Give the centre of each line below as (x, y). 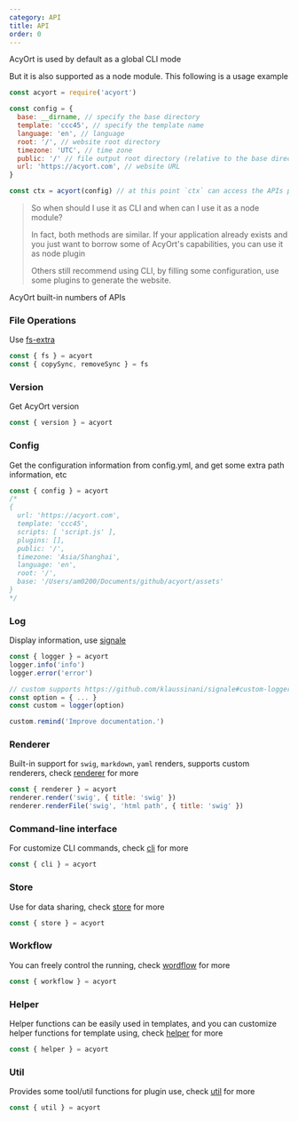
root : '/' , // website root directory (89, 142)
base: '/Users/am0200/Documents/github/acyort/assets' (121, 582)
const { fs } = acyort (51, 356)
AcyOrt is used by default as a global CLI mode (95, 60)
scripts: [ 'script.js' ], (67, 532)
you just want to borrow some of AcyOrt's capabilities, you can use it (157, 244)
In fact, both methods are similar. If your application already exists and (159, 235)
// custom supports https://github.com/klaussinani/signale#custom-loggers (152, 689)
